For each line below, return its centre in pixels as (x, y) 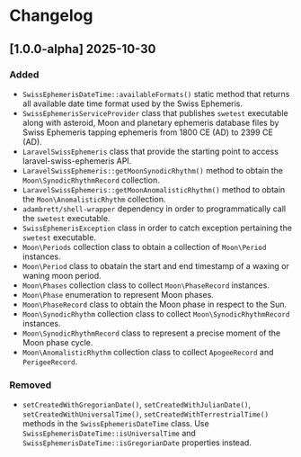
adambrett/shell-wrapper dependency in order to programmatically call (154, 209)
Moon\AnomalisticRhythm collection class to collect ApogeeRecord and (148, 352)
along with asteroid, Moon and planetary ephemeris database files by (150, 122)
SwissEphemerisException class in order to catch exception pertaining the (157, 228)
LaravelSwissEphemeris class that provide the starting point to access (150, 151)
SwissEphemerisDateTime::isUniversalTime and (109, 434)
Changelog (51, 16)
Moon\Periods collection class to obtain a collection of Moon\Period (144, 246)
